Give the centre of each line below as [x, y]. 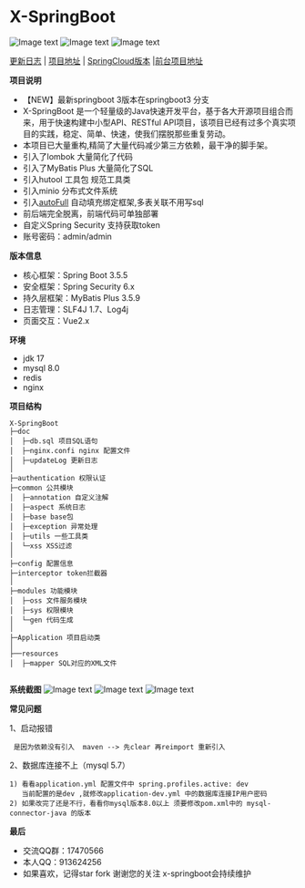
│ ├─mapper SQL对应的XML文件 [63, 663]
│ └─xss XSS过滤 [41, 546]
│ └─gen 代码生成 [41, 620]
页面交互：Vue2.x [56, 320]
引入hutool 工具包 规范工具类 [76, 179]
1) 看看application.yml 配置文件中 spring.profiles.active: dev [129, 784]
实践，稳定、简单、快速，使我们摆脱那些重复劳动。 [134, 133]
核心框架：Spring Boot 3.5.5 [75, 274]
